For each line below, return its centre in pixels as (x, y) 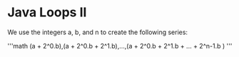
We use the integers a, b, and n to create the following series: (97, 32)
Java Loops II (47, 12)
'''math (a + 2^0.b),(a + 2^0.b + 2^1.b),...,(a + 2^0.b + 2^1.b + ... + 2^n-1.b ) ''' (120, 46)
